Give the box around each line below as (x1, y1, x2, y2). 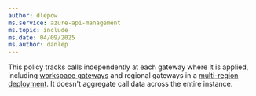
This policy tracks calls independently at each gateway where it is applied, (8, 62, 249, 72)
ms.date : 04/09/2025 (8, 33, 76, 42)
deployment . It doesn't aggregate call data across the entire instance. (8, 79, 233, 89)
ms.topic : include (8, 26, 68, 34)
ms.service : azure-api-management (8, 19, 122, 27)
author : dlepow (8, 11, 58, 20)
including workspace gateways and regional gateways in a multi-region (8, 71, 239, 80)
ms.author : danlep (8, 41, 68, 49)
